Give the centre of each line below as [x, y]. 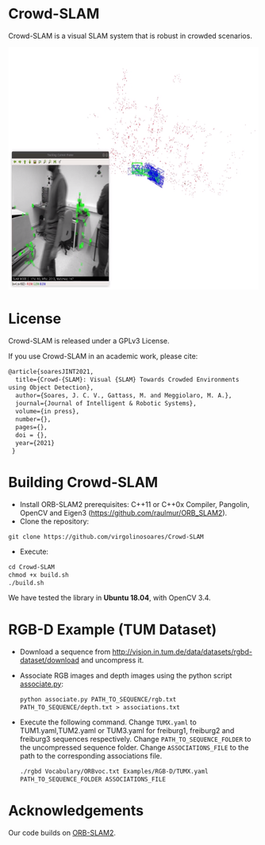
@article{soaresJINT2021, [51, 371]
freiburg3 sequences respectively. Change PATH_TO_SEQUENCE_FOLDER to [135, 739]
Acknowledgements [76, 810]
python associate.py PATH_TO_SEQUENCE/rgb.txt [98, 699]
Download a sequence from [65, 651]
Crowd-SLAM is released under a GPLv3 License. [89, 340]
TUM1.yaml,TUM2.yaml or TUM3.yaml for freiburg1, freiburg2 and [127, 730]
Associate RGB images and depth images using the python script [126, 675]
